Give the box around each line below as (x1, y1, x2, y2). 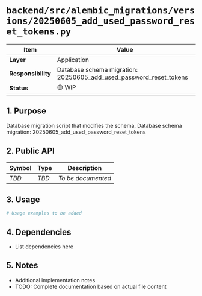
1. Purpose (6, 106, 47, 116)
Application (57, 55, 89, 64)
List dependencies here (14, 243, 74, 250)
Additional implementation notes (14, 276, 96, 283)
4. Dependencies (6, 227, 72, 237)
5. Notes (6, 260, 38, 271)
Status (9, 84, 29, 92)
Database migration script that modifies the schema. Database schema (6, 122, 182, 129)
